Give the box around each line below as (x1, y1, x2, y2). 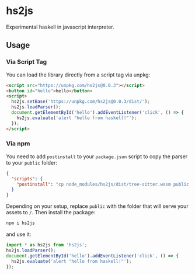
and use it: (6, 231, 32, 238)
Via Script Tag (6, 58, 47, 66)
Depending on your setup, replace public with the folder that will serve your (6, 203, 189, 210)
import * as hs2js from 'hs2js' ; (6, 242, 88, 248)
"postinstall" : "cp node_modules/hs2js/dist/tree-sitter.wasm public (16, 181, 190, 187)
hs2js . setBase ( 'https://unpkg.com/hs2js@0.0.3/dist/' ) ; (11, 99, 150, 105)
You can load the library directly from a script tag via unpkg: (6, 71, 151, 78)
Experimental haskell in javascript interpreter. (6, 23, 115, 30)
